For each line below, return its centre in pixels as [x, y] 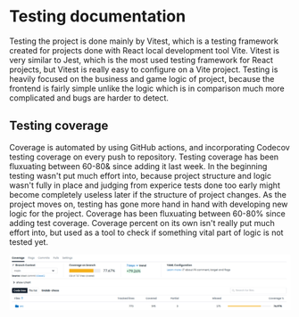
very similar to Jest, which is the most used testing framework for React [141, 60]
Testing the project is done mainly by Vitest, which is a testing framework [144, 41]
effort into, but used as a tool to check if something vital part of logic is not [146, 232]
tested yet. [29, 241]
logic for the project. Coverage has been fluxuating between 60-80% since [147, 213]
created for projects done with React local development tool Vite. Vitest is [144, 50]
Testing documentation [97, 16]
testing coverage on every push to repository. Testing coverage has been [144, 157]
